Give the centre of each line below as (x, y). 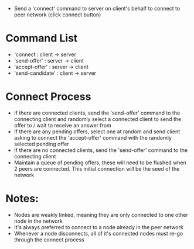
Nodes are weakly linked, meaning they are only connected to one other (101, 215)
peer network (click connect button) (57, 15)
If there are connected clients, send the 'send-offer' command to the (97, 113)
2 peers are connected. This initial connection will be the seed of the (97, 168)
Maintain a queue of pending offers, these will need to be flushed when (100, 162)
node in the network (38, 221)
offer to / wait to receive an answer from (63, 125)
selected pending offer (42, 144)
